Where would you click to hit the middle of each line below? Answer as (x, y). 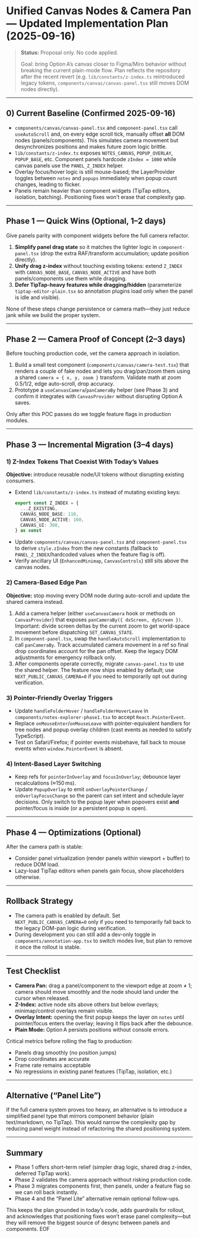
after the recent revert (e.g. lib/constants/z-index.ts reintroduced (102, 76)
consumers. (21, 481)
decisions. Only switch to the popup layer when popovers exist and (97, 802)
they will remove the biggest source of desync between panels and (88, 1223)
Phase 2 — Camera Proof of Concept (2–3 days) (96, 339)
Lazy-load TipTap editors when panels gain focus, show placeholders (99, 871)
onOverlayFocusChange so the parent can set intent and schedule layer (99, 796)
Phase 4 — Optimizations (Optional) (74, 832)
